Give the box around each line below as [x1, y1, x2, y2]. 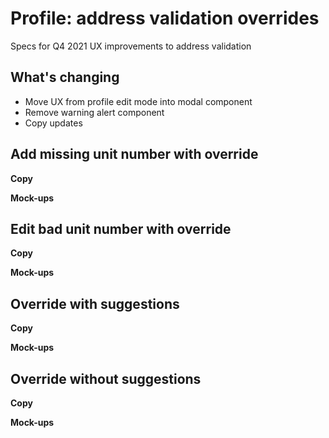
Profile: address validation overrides [10, 7, 320, 30]
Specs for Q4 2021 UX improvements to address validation [10, 40, 252, 52]
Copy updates [24, 117, 83, 129]
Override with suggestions [10, 295, 180, 312]
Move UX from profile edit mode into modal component [24, 95, 253, 107]
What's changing [10, 69, 120, 86]
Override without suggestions [10, 370, 202, 387]
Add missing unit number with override [10, 146, 259, 163]
